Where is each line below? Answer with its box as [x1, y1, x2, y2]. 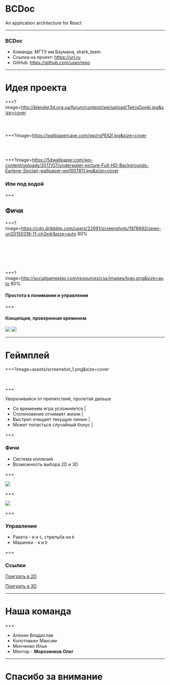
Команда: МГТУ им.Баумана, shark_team [12, 49, 101, 55]
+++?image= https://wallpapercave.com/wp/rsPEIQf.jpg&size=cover [5, 132, 147, 139]
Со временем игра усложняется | [12, 405, 86, 412]
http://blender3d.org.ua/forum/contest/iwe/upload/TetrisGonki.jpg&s [21, 105, 164, 111]
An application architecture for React [5, 20, 82, 26]
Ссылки [5, 562, 26, 569]
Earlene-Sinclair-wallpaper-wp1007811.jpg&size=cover [5, 167, 119, 174]
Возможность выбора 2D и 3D [12, 461, 78, 467]
